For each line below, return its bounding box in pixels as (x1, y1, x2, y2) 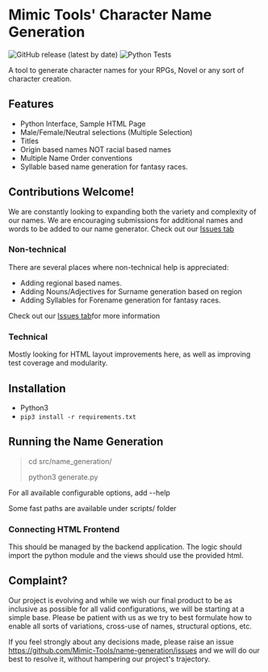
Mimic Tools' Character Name (8, 6, 212, 24)
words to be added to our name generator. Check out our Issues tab (8, 224, 235, 234)
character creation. (8, 74, 72, 83)
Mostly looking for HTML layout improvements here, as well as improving (8, 349, 251, 359)
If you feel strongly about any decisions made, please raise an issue (8, 636, 234, 646)
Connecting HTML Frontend (8, 523, 120, 535)
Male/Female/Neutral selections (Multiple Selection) (19, 127, 193, 137)
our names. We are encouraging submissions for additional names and (8, 215, 244, 225)
